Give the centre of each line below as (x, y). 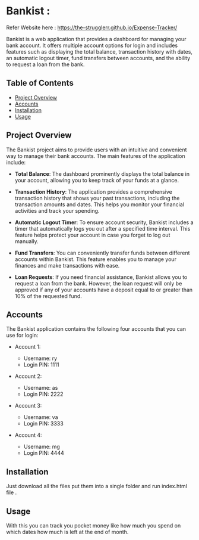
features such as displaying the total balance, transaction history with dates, (99, 51)
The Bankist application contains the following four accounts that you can (96, 329)
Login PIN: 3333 (43, 424)
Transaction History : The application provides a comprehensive (93, 191)
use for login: (22, 336)
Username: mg (42, 447)
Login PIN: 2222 (43, 394)
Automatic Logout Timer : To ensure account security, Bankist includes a (104, 222)
